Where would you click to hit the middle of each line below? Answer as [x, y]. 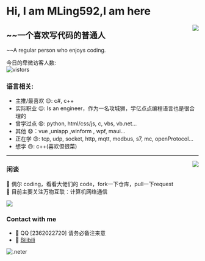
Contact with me [31, 219]
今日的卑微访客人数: [31, 63]
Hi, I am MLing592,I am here [79, 11]
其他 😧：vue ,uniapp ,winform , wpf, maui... [70, 131]
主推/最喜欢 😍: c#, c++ [45, 101]
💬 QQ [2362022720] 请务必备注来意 [60, 233]
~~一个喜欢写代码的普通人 [56, 35]
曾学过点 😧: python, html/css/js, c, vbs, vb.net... [76, 124]
